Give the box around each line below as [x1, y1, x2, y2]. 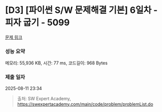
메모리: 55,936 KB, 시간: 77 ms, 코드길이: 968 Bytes [5, 60, 108, 66]
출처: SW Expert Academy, [17, 95, 71, 102]
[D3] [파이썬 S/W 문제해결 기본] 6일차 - [5, 4, 158, 16]
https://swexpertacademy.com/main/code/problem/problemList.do [17, 101, 154, 107]
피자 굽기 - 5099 [5, 17, 70, 28]
